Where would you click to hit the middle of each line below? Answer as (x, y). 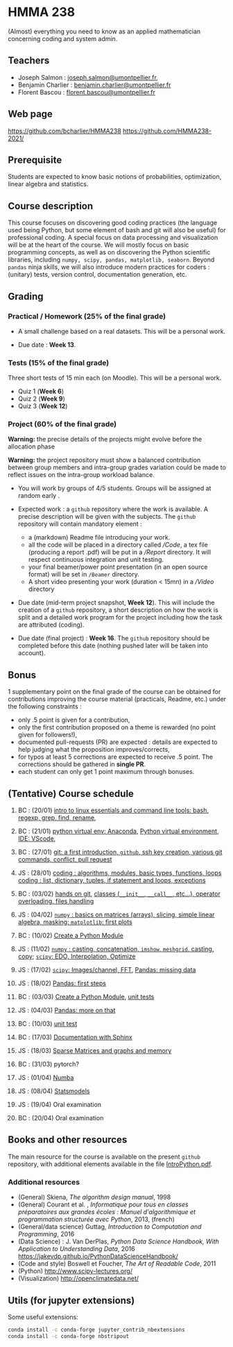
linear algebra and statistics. (48, 184)
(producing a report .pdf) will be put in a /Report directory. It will (119, 552)
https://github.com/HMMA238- (167, 131)
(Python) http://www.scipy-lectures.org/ (75, 1271)
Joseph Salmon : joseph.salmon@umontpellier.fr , (88, 77)
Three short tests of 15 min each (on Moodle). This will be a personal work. (115, 378)
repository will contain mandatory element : (80, 524)
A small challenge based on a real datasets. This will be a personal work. (122, 331)
